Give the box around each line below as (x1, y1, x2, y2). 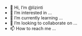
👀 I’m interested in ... (9, 10, 52, 16)
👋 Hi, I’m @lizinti (9, 5, 43, 10)
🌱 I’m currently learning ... (9, 15, 63, 20)
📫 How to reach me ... (9, 26, 56, 31)
